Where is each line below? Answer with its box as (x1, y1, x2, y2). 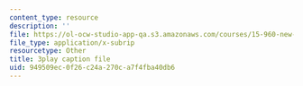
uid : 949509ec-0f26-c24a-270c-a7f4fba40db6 (9, 64, 176, 73)
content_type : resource (9, 13, 99, 22)
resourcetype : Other (9, 47, 87, 56)
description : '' (9, 21, 70, 30)
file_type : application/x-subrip (9, 38, 135, 47)
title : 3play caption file (9, 55, 111, 64)
